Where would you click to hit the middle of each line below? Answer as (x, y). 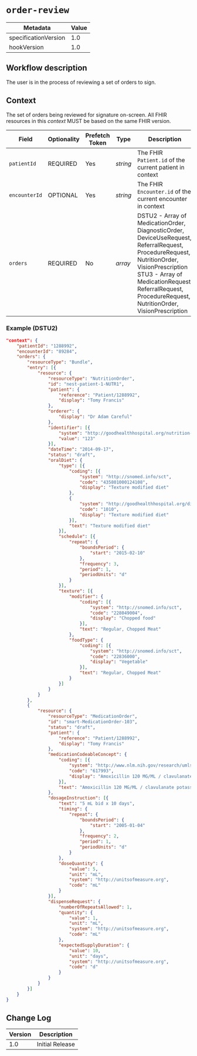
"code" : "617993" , (91, 771)
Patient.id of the (161, 160)
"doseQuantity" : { (81, 863)
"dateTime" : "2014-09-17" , (81, 449)
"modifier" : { (86, 597)
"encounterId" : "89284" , (47, 351)
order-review (38, 10)
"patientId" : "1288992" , (47, 346)
